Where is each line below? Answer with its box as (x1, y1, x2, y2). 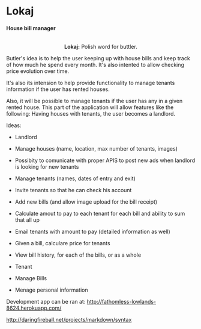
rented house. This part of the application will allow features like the (6, 104, 174, 111)
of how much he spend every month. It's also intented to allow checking (6, 61, 185, 69)
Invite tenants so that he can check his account (14, 187, 132, 194)
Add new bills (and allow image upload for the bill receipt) (14, 198, 158, 205)
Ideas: (6, 122, 22, 129)
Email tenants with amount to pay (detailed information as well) (14, 228, 171, 236)
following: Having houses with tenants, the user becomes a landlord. (6, 110, 176, 117)
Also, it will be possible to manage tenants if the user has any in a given (6, 98, 183, 105)
